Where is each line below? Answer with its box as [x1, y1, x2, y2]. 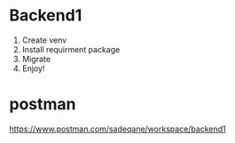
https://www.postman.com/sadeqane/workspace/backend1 [9, 123, 226, 134]
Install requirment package [21, 44, 121, 54]
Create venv [21, 35, 67, 45]
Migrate [21, 53, 51, 64]
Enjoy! [21, 63, 45, 74]
